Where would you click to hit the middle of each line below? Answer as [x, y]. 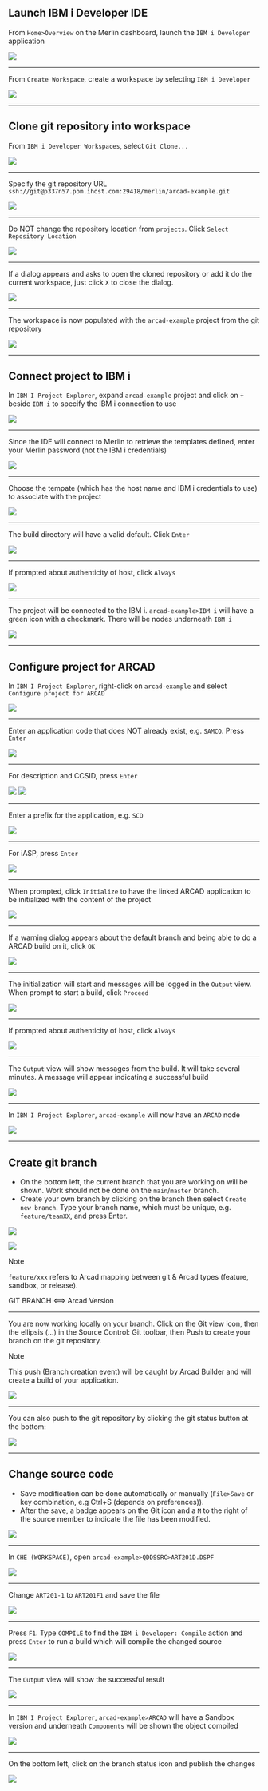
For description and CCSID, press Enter [73, 776]
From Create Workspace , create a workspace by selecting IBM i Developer [130, 78]
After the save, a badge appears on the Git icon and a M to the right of [134, 1510]
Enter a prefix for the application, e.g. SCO [76, 815]
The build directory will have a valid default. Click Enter [99, 535]
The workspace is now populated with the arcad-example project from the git [134, 320]
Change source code [61, 1474]
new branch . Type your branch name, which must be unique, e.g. [125, 1208]
